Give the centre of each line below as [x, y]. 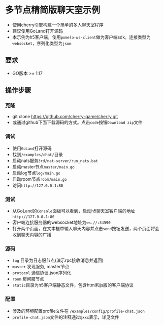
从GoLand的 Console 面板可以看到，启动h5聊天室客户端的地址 [74, 211]
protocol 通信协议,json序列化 [42, 273]
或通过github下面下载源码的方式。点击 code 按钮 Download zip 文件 [77, 122]
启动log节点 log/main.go [36, 173]
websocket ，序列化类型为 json [42, 43]
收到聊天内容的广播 [32, 235]
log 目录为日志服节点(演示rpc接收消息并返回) [58, 260]
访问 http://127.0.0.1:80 [37, 185]
